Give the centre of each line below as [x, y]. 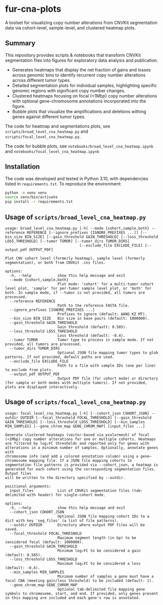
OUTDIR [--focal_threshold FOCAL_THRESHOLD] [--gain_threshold [86, 418]
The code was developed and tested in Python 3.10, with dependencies [77, 178]
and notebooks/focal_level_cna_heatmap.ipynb [52, 151]
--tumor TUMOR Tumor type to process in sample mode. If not [81, 340]
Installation [22, 167]
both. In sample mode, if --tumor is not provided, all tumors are [75, 293]
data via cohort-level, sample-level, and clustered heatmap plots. [71, 27]
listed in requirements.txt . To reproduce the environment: [63, 184]
